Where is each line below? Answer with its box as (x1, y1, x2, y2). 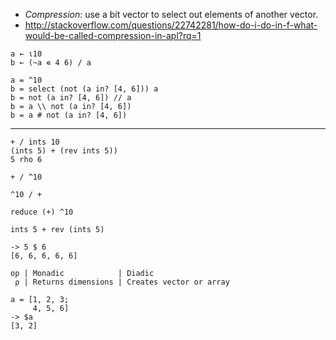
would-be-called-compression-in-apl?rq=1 (24, 30, 202, 41)
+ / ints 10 (10, 137, 60, 147)
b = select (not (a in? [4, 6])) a (10, 84, 159, 94)
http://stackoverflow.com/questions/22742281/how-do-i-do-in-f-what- (24, 19, 318, 31)
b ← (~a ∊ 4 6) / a (10, 58, 92, 68)
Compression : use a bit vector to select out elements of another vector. (24, 9, 319, 20)
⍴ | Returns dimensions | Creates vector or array (14, 277, 230, 287)
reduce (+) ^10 (10, 207, 74, 217)
